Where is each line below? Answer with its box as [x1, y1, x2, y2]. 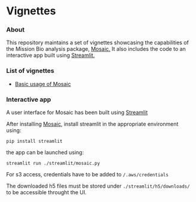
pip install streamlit [6, 139, 63, 145]
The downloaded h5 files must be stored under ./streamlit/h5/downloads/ [6, 182, 190, 189]
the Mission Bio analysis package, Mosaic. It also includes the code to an [6, 45, 186, 53]
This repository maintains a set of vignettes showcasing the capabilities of [6, 39, 189, 46]
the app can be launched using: [6, 149, 84, 156]
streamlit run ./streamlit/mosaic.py [6, 160, 100, 167]
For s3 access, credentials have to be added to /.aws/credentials [6, 171, 169, 178]
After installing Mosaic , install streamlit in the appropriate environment [6, 121, 179, 128]
